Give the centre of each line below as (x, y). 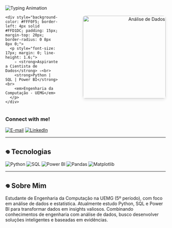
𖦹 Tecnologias (28, 151)
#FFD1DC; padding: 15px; (32, 31)
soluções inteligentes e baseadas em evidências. (57, 220)
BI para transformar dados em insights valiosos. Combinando (69, 209)
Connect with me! (28, 119)
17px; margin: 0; (24, 53)
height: (13, 58)
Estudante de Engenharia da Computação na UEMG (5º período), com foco (84, 198)
